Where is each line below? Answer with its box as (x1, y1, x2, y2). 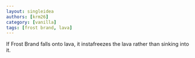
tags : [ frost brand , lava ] (6, 24, 72, 31)
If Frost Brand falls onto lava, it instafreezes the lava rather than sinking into (6, 41, 190, 48)
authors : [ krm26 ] (6, 14, 49, 20)
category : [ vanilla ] (6, 19, 57, 25)
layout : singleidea (6, 8, 54, 14)
